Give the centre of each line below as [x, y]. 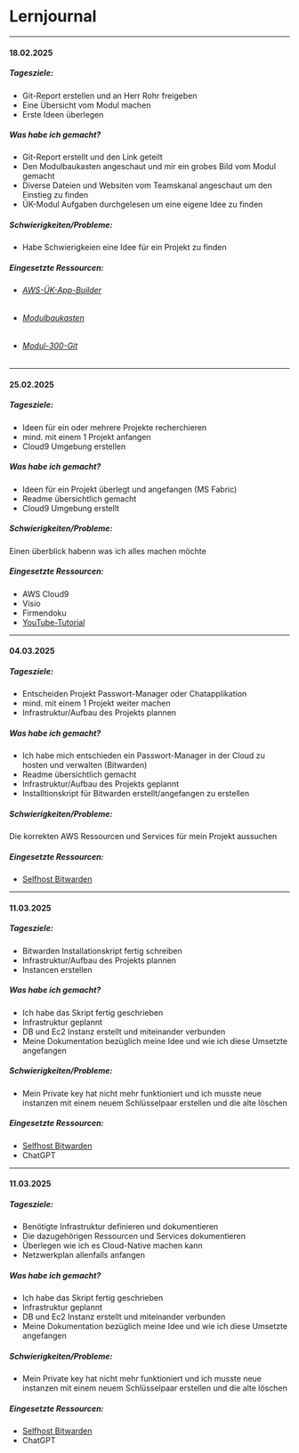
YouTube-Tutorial [53, 622]
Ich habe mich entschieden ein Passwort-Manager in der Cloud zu [143, 755]
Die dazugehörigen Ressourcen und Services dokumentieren [134, 1237]
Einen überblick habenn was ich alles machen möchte [108, 551]
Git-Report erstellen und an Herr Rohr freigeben [109, 95]
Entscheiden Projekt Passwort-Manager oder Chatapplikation [134, 694]
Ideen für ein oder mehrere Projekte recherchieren [114, 427]
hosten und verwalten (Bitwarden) [85, 765]
